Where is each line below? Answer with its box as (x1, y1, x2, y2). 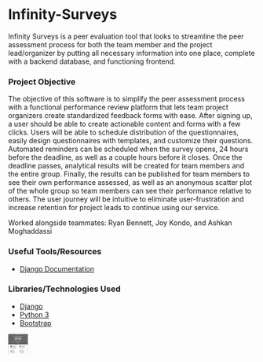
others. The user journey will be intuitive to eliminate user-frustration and (8, 194, 244, 204)
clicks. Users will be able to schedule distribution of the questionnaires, (8, 127, 239, 137)
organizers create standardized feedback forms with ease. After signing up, (8, 111, 253, 120)
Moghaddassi (8, 227, 53, 236)
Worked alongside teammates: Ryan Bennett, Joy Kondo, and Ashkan (8, 218, 233, 227)
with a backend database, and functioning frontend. (8, 57, 176, 66)
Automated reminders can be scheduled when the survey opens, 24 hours (8, 144, 249, 154)
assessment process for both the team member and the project (8, 39, 213, 49)
